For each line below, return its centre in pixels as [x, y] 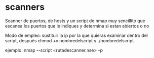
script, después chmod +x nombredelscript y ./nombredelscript [70, 40]
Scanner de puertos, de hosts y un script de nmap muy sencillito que [75, 21]
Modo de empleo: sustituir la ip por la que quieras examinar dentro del [77, 35]
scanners [25, 7]
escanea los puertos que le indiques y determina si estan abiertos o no [77, 26]
